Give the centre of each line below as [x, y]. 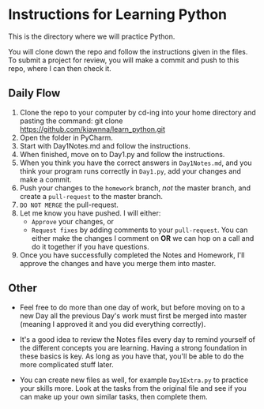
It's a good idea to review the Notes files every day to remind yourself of [137, 339]
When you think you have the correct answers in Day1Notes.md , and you [136, 163]
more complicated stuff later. [67, 364]
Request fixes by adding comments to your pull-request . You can [140, 230]
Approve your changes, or [73, 221]
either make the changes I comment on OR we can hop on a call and [143, 238]
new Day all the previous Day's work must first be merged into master [133, 315]
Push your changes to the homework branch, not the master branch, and [135, 188]
